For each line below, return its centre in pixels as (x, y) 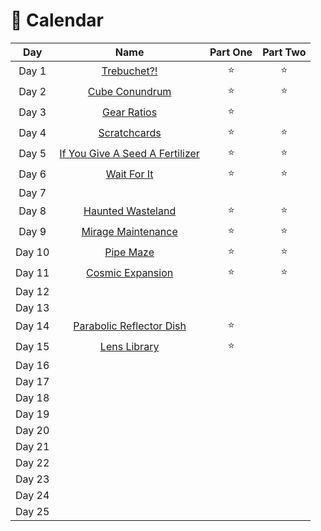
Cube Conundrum (129, 92)
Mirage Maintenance (129, 232)
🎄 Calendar (57, 20)
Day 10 (32, 252)
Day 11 (32, 273)
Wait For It (129, 174)
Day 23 (32, 479)
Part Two (284, 52)
